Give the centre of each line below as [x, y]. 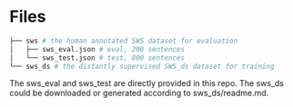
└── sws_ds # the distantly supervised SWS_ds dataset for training [142, 66]
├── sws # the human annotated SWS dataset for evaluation [124, 41]
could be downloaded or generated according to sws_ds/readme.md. [139, 93]
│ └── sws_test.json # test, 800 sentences [97, 58]
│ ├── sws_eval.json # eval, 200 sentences [97, 49]
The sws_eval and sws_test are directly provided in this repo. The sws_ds [147, 83]
